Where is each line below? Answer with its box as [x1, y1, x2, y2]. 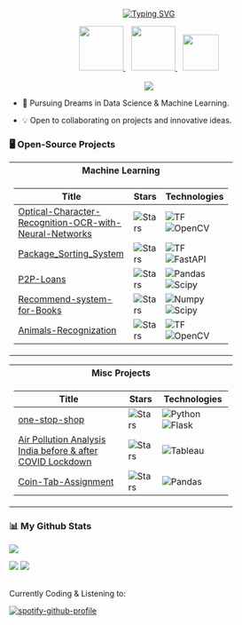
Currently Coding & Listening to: [9, 588, 127, 598]
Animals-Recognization [18, 324, 117, 336]
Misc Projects [91, 367, 151, 379]
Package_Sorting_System [18, 248, 124, 260]
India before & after [18, 445, 98, 457]
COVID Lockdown [18, 455, 92, 468]
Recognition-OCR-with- [18, 217, 122, 229]
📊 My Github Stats [9, 520, 92, 533]
